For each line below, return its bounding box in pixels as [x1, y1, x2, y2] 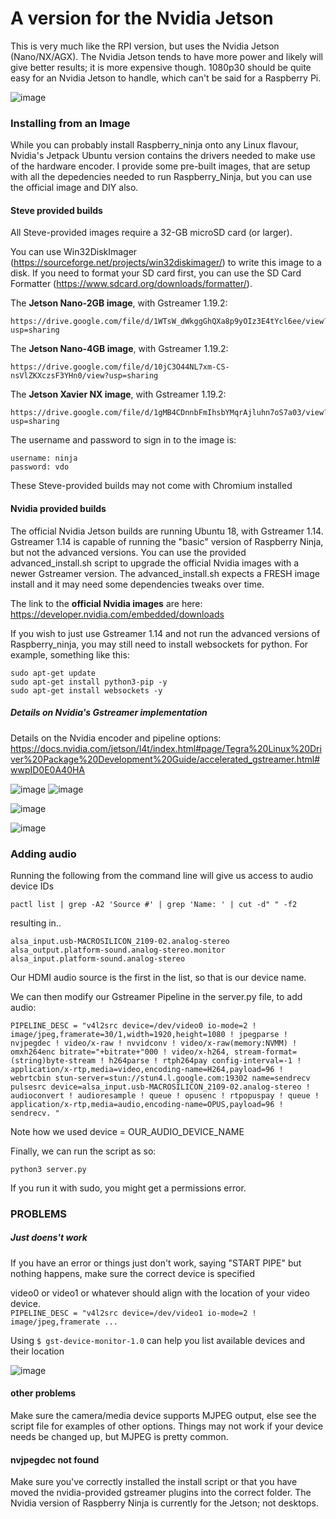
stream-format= [233, 1047, 298, 1057]
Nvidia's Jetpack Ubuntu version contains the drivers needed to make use [10, 150, 316, 162]
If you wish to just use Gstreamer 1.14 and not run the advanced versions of [10, 627, 321, 639]
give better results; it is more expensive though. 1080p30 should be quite [10, 61, 312, 73]
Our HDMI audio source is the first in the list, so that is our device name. [10, 971, 307, 983]
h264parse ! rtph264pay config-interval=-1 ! [108, 1055, 302, 1066]
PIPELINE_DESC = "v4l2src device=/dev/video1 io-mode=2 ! [10, 1308, 257, 1318]
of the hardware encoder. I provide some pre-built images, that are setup [10, 160, 311, 172]
